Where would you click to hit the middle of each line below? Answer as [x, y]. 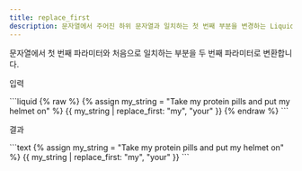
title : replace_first [50, 18]
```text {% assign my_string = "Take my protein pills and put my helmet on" [147, 147]
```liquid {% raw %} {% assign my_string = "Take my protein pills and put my [150, 101]
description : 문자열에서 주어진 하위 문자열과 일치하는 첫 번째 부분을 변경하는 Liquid [152, 26]
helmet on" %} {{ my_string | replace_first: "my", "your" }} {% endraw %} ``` [149, 111]
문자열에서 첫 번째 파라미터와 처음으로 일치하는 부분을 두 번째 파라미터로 [135, 53]
